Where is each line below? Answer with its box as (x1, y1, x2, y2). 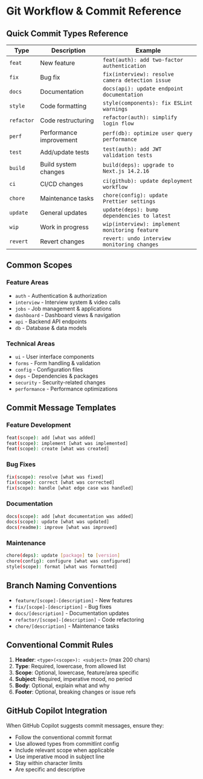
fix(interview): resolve (102, 71, 174, 77)
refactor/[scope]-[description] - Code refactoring (14, 616, 144, 623)
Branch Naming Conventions (6, 580, 117, 591)
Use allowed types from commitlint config (14, 740, 120, 747)
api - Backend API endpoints (14, 318, 87, 325)
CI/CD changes (40, 180, 83, 188)
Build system (40, 160, 77, 168)
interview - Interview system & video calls (14, 298, 121, 306)
